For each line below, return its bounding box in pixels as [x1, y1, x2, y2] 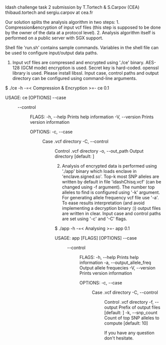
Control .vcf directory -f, [104, 299, 154, 305]
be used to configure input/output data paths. [5, 50, 98, 56]
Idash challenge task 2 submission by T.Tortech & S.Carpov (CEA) [5, 4, 140, 10]
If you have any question [104, 330, 155, 336]
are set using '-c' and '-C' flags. [61, 216, 127, 222]
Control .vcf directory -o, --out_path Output [55, 148, 144, 154]
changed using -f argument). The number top [61, 184, 155, 190]
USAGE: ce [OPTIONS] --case [5, 94, 66, 100]
